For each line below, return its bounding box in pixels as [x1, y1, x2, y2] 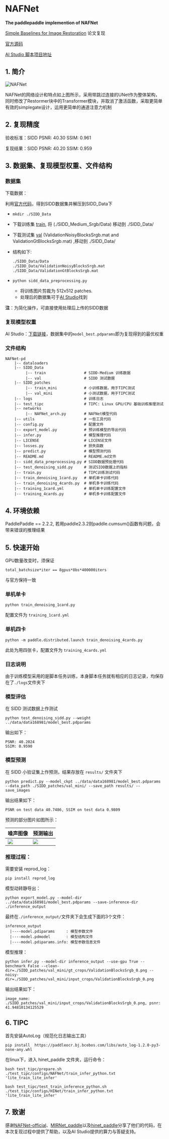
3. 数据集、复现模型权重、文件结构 [5, 161, 112, 170]
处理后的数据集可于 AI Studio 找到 [20, 294, 88, 300]
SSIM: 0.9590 [5, 744, 33, 749]
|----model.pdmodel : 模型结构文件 [10, 934, 93, 939]
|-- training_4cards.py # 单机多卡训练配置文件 [14, 491, 126, 497]
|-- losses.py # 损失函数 [14, 444, 104, 449]
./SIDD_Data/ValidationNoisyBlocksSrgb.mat [12, 264, 106, 269]
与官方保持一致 [5, 577, 36, 583]
